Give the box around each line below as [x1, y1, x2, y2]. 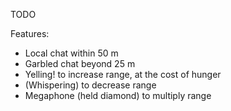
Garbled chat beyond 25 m [24, 58, 136, 69]
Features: [10, 28, 50, 39]
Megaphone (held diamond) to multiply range [24, 90, 212, 101]
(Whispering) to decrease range [24, 79, 157, 91]
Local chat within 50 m [24, 47, 119, 59]
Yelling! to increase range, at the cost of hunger [24, 69, 222, 80]
